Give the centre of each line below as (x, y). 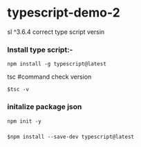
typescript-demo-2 (64, 13)
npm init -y (24, 121)
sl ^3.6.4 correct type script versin (56, 32)
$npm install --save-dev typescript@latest (71, 137)
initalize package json (45, 107)
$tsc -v (18, 90)
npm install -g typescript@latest (57, 64)
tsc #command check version (49, 77)
